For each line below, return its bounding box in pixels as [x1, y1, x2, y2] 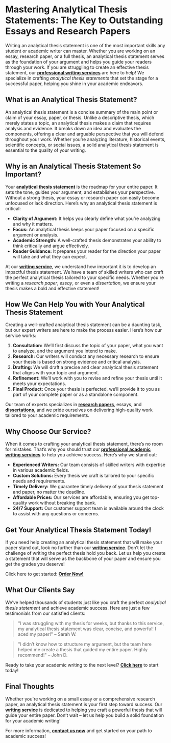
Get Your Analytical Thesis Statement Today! [5, 526, 152, 534]
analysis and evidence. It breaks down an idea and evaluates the [5, 125, 141, 131]
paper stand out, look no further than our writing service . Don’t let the [5, 545, 153, 551]
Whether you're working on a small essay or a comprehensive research [5, 696, 156, 702]
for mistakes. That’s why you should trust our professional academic [5, 446, 151, 452]
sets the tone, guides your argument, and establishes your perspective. [5, 189, 155, 195]
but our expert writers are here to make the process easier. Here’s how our [5, 327, 162, 333]
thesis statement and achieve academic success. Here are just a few [5, 605, 150, 611]
